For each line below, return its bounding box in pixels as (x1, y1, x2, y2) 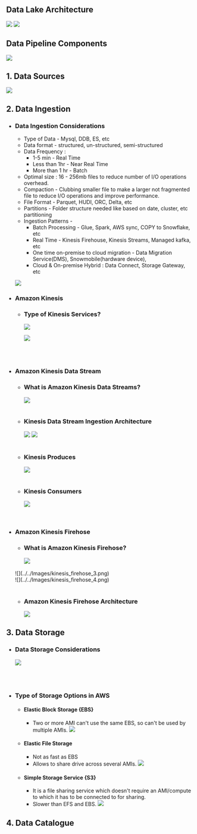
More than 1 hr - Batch (32, 167, 87, 174)
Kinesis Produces (23, 452, 76, 461)
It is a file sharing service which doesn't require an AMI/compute (32, 787, 192, 794)
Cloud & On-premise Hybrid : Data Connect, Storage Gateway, (32, 262, 186, 269)
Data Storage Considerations (14, 645, 101, 654)
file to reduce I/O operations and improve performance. (23, 192, 160, 199)
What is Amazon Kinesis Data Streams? (23, 383, 141, 392)
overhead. (23, 180, 49, 187)
